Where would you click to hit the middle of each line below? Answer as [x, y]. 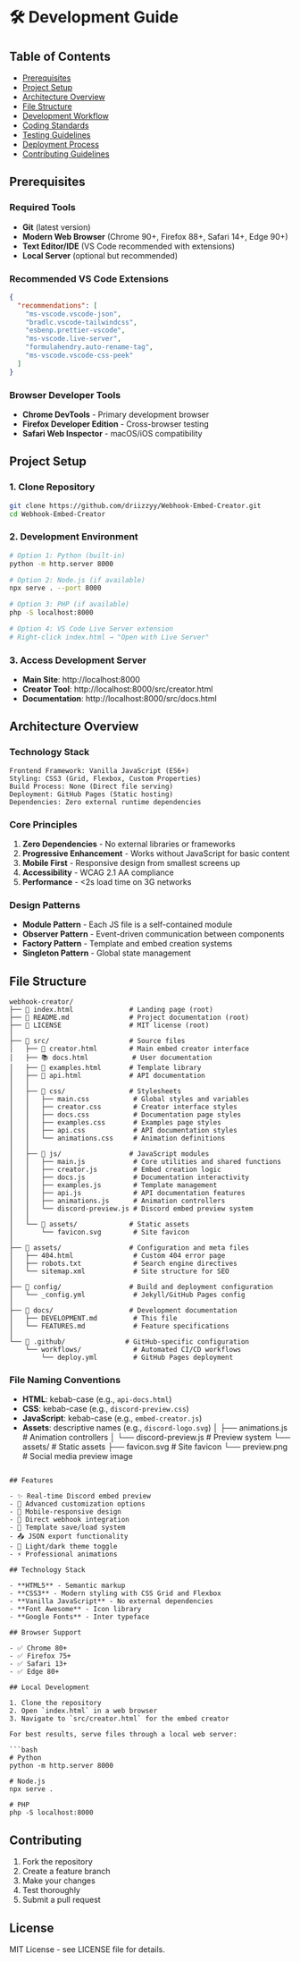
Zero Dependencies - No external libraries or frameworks [129, 844]
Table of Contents [60, 56]
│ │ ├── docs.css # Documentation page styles [125, 1115]
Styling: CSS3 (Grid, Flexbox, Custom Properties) [105, 778]
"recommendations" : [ [58, 305]
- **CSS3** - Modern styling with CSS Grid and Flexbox [115, 1593]
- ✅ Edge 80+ [34, 1672]
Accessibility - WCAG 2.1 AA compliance [98, 872]
